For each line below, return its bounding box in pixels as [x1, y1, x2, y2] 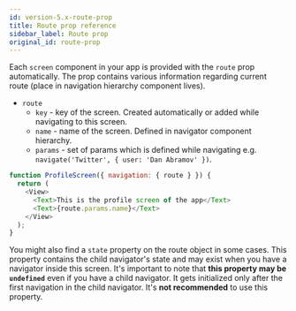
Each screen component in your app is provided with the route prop [9, 62, 255, 72]
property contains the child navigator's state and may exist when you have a [9, 254, 287, 265]
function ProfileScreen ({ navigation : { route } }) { [9, 171, 212, 180]
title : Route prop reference [9, 21, 117, 30]
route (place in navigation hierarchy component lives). [9, 80, 206, 91]
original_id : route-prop [9, 37, 101, 47]
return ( [17, 179, 49, 188]
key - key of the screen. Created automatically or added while [34, 107, 260, 118]
